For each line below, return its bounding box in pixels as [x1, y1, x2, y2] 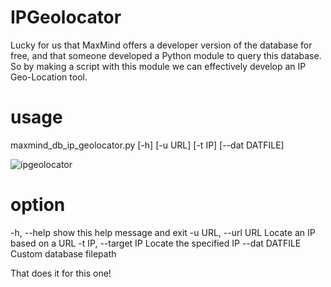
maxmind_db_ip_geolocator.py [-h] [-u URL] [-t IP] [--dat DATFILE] [10, 139, 285, 151]
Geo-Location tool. [10, 71, 88, 83]
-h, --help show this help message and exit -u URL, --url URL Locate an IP [10, 226, 316, 238]
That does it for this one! [10, 267, 112, 279]
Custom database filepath [10, 247, 117, 260]
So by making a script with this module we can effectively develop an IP [10, 60, 307, 72]
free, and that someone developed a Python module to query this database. [10, 49, 322, 61]
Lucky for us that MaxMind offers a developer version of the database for [10, 39, 313, 51]
